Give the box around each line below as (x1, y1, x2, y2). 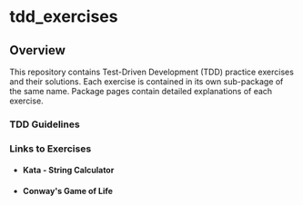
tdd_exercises (9, 6, 118, 27)
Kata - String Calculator (22, 165, 115, 176)
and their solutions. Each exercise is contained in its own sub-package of (9, 76, 284, 87)
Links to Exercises (9, 142, 92, 155)
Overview (9, 43, 66, 58)
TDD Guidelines (9, 118, 80, 131)
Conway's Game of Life (22, 186, 114, 197)
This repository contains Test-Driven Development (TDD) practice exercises (9, 66, 294, 77)
